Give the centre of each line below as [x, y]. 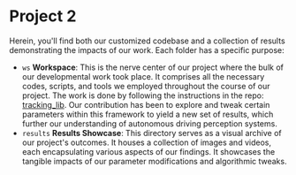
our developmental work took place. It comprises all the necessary [143, 76]
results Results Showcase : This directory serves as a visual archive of [152, 133]
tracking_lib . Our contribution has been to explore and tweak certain [146, 104]
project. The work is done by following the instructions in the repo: [143, 95]
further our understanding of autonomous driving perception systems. [150, 123]
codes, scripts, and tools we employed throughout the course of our [146, 86]
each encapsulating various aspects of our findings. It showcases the [148, 151]
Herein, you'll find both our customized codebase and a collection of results [147, 41]
